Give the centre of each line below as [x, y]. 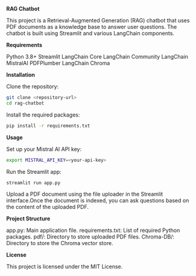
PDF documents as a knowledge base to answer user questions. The [92, 27]
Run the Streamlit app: [34, 172]
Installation [21, 75]
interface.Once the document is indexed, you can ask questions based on [98, 201]
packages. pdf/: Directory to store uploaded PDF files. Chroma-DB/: [90, 237]
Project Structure [28, 219]
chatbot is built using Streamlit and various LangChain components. [90, 33]
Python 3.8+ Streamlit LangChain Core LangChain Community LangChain [97, 56]
